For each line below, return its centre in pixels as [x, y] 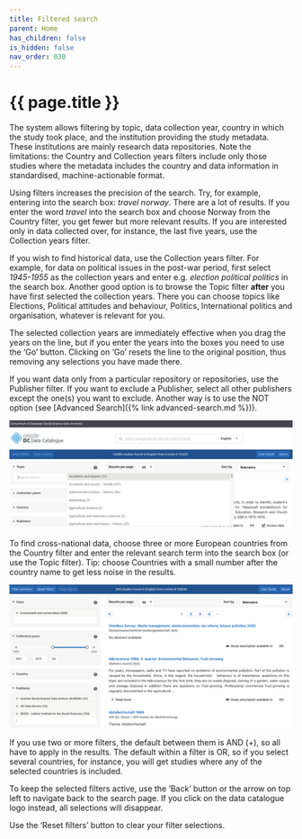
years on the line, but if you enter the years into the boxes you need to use [147, 343]
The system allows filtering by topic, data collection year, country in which [147, 128]
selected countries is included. [66, 771]
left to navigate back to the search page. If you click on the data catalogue [147, 798]
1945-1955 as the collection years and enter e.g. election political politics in [149, 277]
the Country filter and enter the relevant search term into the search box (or [149, 553]
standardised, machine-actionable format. [87, 176]
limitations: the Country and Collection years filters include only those [138, 157]
